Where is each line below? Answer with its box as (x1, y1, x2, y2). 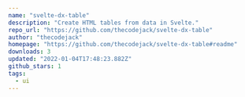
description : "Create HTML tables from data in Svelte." (8, 19, 199, 27)
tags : (8, 70, 26, 77)
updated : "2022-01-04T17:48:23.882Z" (8, 56, 132, 63)
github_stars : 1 (8, 63, 61, 70)
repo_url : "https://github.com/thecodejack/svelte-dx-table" (8, 26, 213, 34)
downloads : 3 (8, 48, 51, 56)
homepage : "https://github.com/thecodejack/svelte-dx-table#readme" (8, 41, 238, 48)
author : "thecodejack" (8, 33, 83, 41)
